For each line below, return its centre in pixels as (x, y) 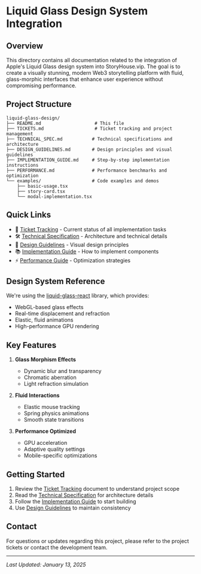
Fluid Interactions (37, 395)
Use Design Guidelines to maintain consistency (73, 508)
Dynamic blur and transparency (63, 371)
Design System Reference (56, 281)
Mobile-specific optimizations (60, 456)
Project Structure (39, 104)
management (20, 134)
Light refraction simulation (56, 384)
